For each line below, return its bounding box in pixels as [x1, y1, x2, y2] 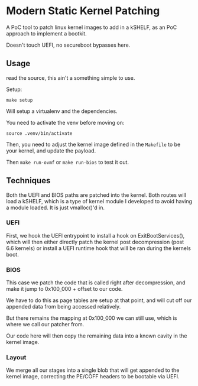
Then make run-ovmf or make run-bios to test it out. [6, 158, 129, 166]
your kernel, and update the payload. [6, 147, 96, 154]
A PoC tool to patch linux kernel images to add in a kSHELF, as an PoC [6, 24, 177, 31]
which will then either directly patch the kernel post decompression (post [6, 238, 184, 245]
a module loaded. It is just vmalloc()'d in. [6, 204, 105, 211]
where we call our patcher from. [6, 321, 85, 328]
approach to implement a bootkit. [6, 30, 87, 37]
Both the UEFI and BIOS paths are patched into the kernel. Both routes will [6, 191, 186, 199]
